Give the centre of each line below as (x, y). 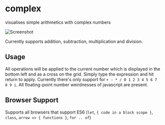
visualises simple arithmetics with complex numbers (58, 22)
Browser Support (32, 100)
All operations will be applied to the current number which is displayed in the (83, 69)
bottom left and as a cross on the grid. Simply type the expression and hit (80, 74)
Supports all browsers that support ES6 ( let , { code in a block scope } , (79, 112)
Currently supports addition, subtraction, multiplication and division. (74, 41)
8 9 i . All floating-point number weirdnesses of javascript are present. (77, 84)
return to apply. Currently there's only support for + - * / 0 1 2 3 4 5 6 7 (81, 79)
